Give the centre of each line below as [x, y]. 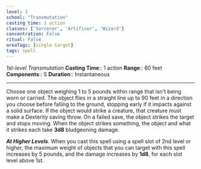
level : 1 [17, 12]
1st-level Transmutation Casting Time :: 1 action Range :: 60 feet [84, 68]
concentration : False [33, 34]
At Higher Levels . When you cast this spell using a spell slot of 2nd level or [99, 141]
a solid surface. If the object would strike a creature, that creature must [94, 110]
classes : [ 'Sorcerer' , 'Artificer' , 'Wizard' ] [65, 28]
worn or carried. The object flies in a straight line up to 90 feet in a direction [100, 98]
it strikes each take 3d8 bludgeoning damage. [63, 129]
